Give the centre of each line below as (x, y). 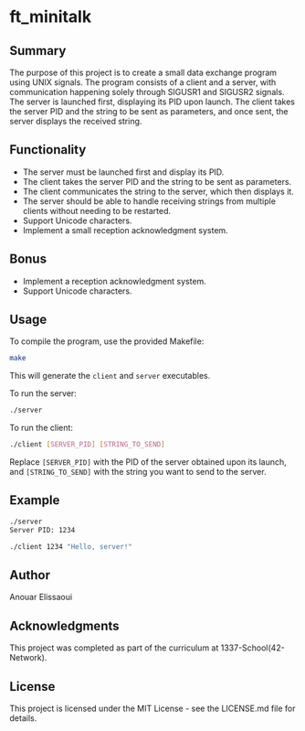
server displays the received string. (76, 121)
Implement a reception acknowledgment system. (115, 281)
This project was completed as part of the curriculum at (114, 648)
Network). (28, 658)
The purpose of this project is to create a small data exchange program (143, 72)
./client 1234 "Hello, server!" (71, 546)
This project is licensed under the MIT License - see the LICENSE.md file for (152, 708)
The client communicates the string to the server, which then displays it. (158, 191)
